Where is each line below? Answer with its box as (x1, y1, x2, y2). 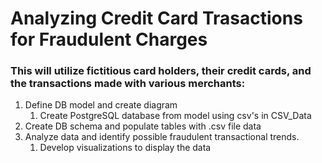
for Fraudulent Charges (10, 28, 208, 51)
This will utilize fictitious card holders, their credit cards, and (10, 64, 312, 78)
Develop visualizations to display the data (39, 142, 212, 154)
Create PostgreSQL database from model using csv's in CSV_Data (39, 110, 312, 122)
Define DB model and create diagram (24, 99, 178, 111)
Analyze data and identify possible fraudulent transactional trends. (24, 131, 300, 143)
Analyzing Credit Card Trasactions (10, 7, 303, 30)
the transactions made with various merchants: (10, 77, 246, 91)
